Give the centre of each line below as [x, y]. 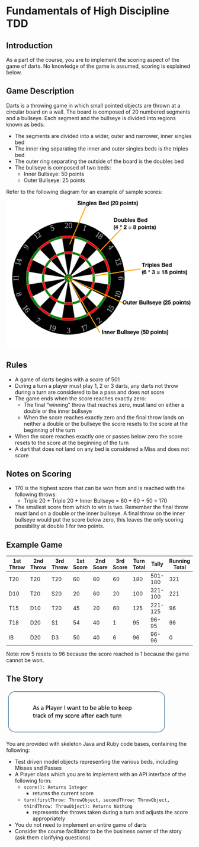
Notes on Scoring [39, 474]
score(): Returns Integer [55, 788]
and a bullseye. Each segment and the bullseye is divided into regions [91, 118]
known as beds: [25, 124]
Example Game [35, 545]
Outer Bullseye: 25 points [54, 180]
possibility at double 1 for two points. [60, 526]
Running [180, 561]
